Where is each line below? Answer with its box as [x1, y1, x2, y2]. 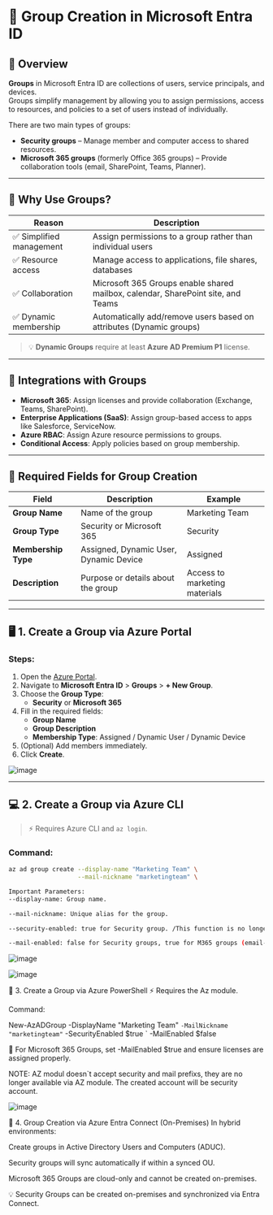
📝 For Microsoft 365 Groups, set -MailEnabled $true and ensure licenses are [8, 1044, 264, 1055]
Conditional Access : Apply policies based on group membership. [19, 438, 240, 448]
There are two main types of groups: [8, 120, 132, 129]
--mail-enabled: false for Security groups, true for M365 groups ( [8, 939, 245, 948]
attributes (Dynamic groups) [92, 321, 201, 332]
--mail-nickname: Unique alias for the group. [8, 909, 169, 918]
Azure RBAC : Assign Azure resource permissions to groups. [19, 430, 222, 440]
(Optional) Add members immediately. [19, 741, 148, 751]
